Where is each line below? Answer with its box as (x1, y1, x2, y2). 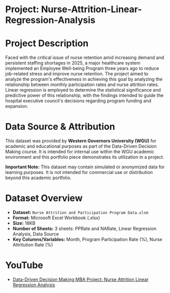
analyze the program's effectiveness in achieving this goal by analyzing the (5, 76, 163, 82)
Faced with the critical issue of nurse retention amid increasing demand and (5, 54, 164, 61)
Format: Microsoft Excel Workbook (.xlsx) (12, 215, 100, 221)
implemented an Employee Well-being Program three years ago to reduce (5, 65, 159, 72)
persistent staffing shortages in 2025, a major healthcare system (5, 60, 141, 66)
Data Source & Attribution (5, 121, 115, 133)
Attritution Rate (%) (12, 242, 53, 248)
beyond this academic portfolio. (5, 174, 72, 181)
